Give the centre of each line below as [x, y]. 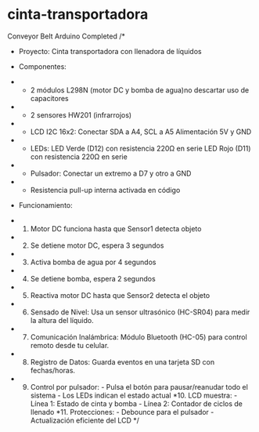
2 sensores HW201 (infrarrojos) [81, 114]
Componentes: [43, 66]
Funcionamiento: [46, 205]
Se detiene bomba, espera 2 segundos [93, 278]
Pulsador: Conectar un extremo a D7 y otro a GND [111, 173]
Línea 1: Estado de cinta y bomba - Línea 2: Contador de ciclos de [137, 403]
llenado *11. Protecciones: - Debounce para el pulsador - [122, 412]
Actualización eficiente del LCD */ [85, 420]
